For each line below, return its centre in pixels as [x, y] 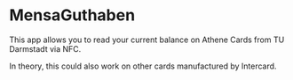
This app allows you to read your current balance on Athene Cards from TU [147, 40]
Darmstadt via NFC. [45, 48]
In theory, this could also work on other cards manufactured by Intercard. [143, 66]
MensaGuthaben [72, 15]
